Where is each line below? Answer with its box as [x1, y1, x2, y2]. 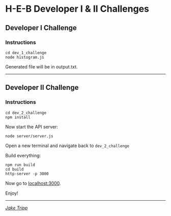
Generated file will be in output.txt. [5, 63, 78, 69]
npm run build [5, 162, 36, 167]
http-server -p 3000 [5, 171, 49, 176]
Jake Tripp [5, 205, 28, 211]
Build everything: [5, 152, 41, 158]
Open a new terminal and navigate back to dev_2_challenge [5, 142, 130, 149]
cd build [5, 166, 24, 172]
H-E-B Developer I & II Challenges [5, 3, 149, 15]
